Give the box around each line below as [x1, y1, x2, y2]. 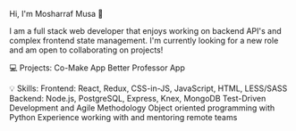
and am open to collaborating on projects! [9, 45, 164, 55]
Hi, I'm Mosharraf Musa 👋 [9, 9, 104, 19]
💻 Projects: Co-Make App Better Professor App [9, 62, 186, 73]
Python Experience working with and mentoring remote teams [9, 112, 238, 122]
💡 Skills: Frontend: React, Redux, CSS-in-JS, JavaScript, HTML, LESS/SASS [9, 83, 288, 94]
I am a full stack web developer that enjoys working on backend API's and [9, 26, 282, 36]
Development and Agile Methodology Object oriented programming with [9, 102, 275, 113]
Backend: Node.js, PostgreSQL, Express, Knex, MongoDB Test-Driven [9, 94, 266, 103]
